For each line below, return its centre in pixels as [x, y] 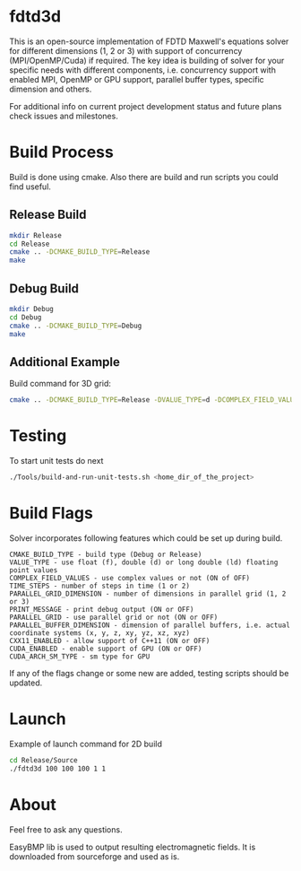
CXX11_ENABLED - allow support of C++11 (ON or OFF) [110, 640]
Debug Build [44, 288]
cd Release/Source [43, 760]
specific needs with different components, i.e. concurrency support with [142, 70]
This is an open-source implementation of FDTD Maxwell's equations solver [149, 41]
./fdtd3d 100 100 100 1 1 [57, 769]
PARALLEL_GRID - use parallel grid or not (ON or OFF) [114, 617]
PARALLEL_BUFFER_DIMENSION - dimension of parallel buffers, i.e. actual [150, 625]
